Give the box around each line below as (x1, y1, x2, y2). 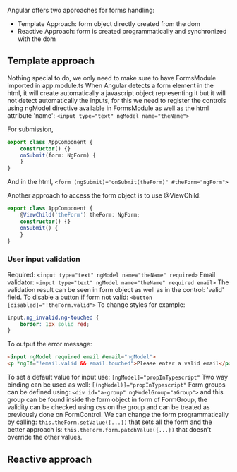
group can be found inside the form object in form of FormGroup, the (7, 395, 208, 404)
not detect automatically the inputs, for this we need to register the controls (7, 96, 226, 104)
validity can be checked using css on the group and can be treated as (7, 403, 210, 411)
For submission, (7, 125, 54, 133)
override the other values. (7, 433, 83, 442)
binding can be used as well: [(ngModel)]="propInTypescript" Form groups (7, 380, 226, 389)
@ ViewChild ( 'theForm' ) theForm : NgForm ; (20, 212, 140, 219)
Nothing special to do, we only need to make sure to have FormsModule (7, 73, 217, 82)
